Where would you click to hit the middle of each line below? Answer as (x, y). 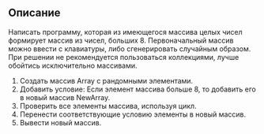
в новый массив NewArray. (65, 97)
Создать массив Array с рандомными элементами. (106, 80)
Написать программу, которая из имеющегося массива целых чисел (125, 32)
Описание (34, 13)
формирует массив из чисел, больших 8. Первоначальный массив (121, 40)
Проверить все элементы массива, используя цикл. (108, 106)
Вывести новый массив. (60, 122)
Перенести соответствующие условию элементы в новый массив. (133, 114)
